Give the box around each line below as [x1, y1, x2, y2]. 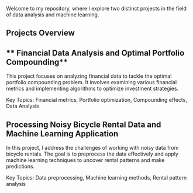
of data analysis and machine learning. [6, 11, 99, 18]
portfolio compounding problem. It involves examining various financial [6, 79, 177, 86]
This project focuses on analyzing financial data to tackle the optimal [6, 73, 172, 80]
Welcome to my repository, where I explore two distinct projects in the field [6, 5, 187, 12]
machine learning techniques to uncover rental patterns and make [6, 157, 165, 164]
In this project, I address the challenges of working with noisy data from [6, 144, 179, 151]
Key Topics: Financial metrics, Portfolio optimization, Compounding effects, [6, 96, 187, 104]
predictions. [6, 163, 35, 170]
